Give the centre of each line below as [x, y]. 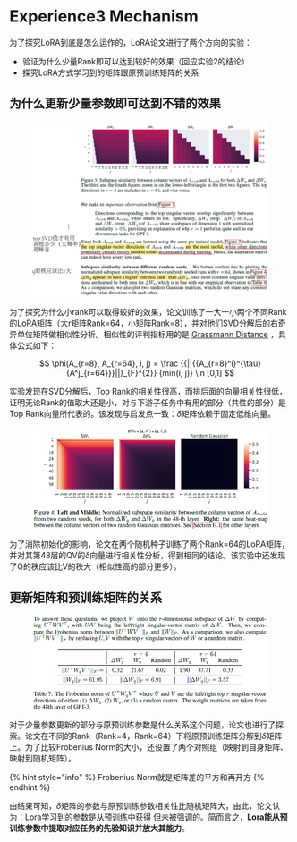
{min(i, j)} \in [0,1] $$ [197, 372]
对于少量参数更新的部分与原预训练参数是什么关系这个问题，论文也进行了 [142, 724]
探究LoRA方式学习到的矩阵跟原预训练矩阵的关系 [110, 72]
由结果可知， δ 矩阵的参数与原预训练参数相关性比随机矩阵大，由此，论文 [141, 805]
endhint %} [30, 787]
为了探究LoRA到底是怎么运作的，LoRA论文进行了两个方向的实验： [131, 42]
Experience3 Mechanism [104, 17]
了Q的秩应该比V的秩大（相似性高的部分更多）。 [95, 566]
